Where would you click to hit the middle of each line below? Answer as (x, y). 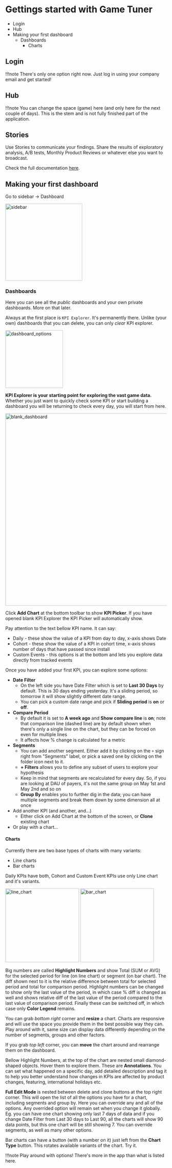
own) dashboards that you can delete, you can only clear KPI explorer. (79, 323)
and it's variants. (23, 881)
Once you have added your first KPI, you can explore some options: (77, 670)
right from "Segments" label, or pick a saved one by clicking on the (91, 756)
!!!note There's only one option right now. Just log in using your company (82, 74)
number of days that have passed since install (61, 649)
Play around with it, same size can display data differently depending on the (85, 1029)
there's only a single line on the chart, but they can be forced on (88, 729)
